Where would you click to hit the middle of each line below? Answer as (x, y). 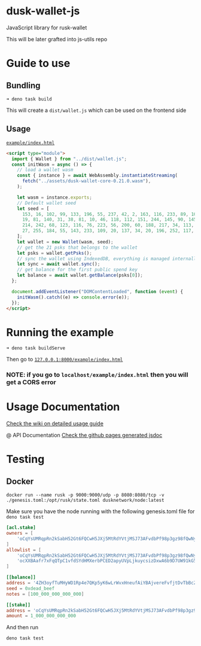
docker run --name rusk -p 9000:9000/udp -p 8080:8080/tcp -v (85, 495)
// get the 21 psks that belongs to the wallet (77, 247)
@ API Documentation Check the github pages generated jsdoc (84, 435)
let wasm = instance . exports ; (55, 197)
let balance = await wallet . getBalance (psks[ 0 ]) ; (80, 275)
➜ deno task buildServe (36, 348)
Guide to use (38, 63)
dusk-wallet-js (43, 11)
